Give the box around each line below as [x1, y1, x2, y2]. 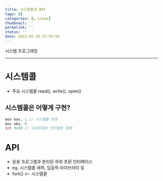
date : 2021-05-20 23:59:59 [5, 34, 60, 39]
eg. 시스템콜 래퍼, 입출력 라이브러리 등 [12, 165, 85, 171]
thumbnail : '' [5, 20, 34, 26]
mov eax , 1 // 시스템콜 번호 [5, 117, 58, 121]
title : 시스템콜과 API [5, 7, 46, 12]
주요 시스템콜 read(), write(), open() [12, 88, 81, 94]
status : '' [5, 30, 27, 34]
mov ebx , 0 [5, 121, 27, 126]
